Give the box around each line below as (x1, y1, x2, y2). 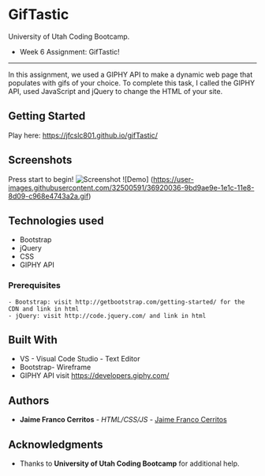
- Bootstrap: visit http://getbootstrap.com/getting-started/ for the (8, 298, 245, 306)
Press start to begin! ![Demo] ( (8, 174, 154, 183)
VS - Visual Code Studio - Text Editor (19, 354, 140, 364)
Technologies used (8, 213, 104, 227)
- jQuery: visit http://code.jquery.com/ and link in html (8, 312, 207, 319)
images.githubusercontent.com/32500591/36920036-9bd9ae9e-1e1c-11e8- (8, 183, 255, 192)
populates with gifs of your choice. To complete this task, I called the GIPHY (8, 77, 255, 88)
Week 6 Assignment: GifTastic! (19, 47, 120, 56)
